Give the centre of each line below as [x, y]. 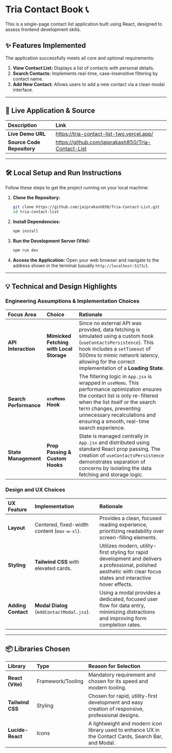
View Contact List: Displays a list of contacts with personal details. [83, 68]
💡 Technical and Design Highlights [61, 287]
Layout [17, 528]
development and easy [116, 702]
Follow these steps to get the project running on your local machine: [77, 188]
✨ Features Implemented [46, 45]
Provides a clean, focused [130, 518]
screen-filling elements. [128, 537]
